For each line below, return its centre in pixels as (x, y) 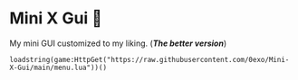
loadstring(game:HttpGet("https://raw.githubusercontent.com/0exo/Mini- (149, 59)
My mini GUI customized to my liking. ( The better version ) (118, 43)
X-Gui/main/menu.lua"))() (58, 67)
